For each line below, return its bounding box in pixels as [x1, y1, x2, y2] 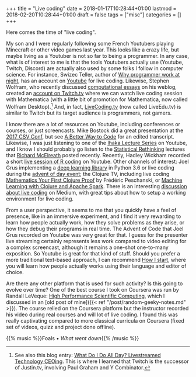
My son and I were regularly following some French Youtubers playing [6, 40, 174, 47]
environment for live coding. [6, 195, 74, 202]
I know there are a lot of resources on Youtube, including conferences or [6, 120, 181, 127]
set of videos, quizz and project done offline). [6, 323, 116, 330]
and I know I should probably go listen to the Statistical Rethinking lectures [6, 146, 185, 153]
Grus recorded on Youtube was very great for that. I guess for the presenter [6, 231, 188, 238]
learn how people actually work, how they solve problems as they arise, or [6, 219, 185, 226]
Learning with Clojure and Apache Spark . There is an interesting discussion [6, 182, 187, 189]
